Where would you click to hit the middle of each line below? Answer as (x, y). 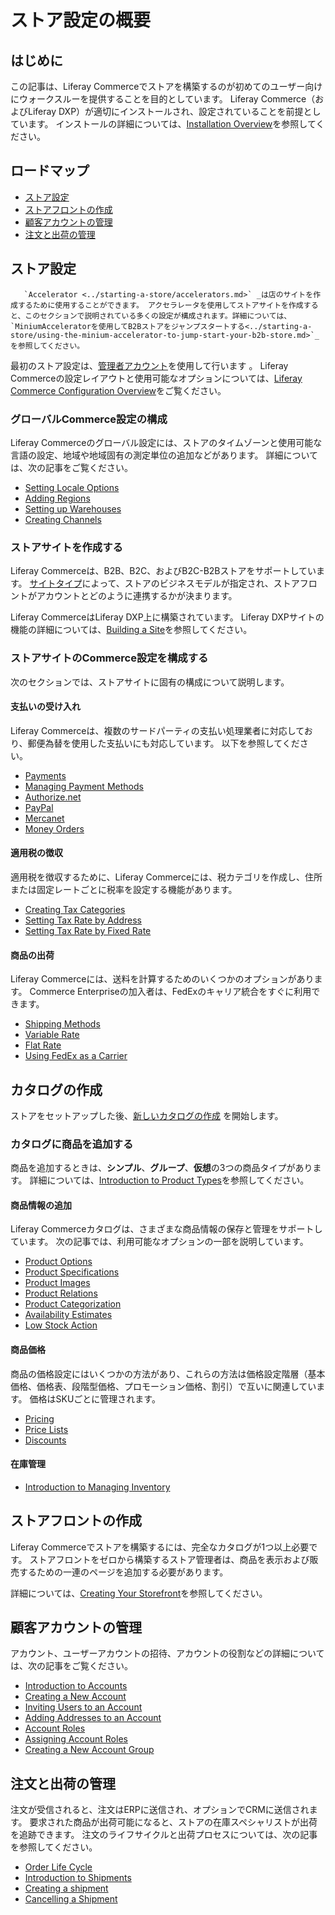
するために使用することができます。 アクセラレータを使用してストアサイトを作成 (160, 305)
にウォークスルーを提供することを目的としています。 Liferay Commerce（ (163, 99)
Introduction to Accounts (76, 1686)
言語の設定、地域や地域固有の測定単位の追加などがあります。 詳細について (164, 455)
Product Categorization (73, 1304)
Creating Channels (63, 519)
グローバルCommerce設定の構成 (89, 419)
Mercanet (44, 818)
